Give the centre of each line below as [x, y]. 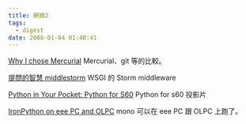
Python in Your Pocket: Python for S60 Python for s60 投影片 [108, 95]
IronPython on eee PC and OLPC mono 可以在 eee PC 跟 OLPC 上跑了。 [125, 111]
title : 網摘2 [28, 15]
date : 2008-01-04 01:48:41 [53, 38]
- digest [30, 30]
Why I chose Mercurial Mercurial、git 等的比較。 [87, 61]
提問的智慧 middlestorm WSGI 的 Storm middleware [92, 78]
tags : [17, 23]
